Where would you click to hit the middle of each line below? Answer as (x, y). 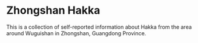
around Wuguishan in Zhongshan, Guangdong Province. (76, 33)
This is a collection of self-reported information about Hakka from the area (99, 27)
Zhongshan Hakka (53, 10)
